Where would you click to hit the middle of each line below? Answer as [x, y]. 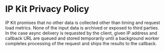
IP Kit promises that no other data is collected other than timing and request [83, 23]
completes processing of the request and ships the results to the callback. [81, 43]
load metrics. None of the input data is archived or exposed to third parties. [82, 27]
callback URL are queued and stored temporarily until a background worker [82, 38]
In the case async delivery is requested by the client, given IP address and [81, 33]
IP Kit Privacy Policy [47, 9]
